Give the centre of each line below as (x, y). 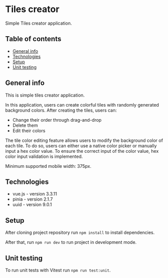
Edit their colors (29, 130)
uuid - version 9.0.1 (32, 205)
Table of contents (33, 39)
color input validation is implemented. (44, 156)
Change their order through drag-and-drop (57, 120)
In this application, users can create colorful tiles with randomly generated (82, 105)
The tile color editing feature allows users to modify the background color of (84, 140)
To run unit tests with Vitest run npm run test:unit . (58, 270)
